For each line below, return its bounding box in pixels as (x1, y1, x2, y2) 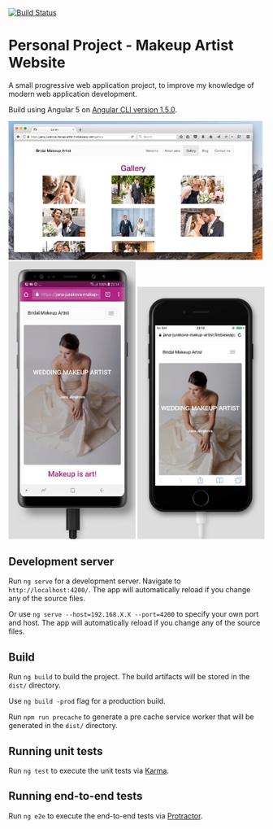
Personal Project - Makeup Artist (8, 37, 234, 55)
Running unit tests (8, 744, 103, 758)
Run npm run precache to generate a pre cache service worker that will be (8, 712, 254, 722)
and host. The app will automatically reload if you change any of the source (8, 618, 261, 628)
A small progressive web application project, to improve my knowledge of (8, 80, 254, 89)
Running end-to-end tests (8, 789, 143, 803)
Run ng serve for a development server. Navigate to (8, 576, 181, 586)
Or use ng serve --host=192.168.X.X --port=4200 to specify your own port (8, 609, 259, 619)
